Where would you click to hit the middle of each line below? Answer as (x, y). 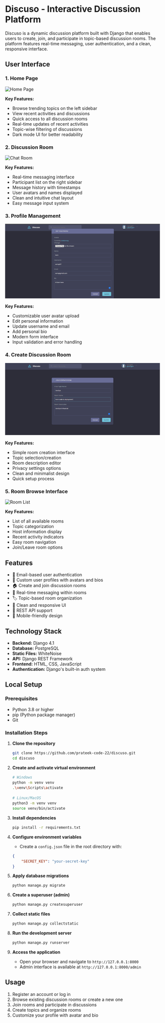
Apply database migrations (41, 876)
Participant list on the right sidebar (47, 182)
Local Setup (24, 685)
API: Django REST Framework (42, 659)
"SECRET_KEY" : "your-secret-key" (55, 861)
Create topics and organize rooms (47, 1010)
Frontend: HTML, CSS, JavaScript (47, 664)
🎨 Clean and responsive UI (39, 605)
